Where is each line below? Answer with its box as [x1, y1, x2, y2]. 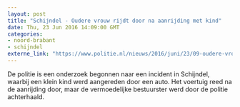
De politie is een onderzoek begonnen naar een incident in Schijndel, [7, 69, 210, 78]
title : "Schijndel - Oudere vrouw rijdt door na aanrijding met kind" [7, 17, 222, 24]
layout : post [7, 10, 46, 18]
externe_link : [7, 51, 50, 58]
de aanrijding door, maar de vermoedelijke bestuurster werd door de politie [7, 85, 229, 93]
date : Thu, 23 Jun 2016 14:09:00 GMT [7, 24, 120, 31]
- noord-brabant [7, 37, 56, 44]
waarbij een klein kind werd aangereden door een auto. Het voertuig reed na [7, 77, 232, 86]
